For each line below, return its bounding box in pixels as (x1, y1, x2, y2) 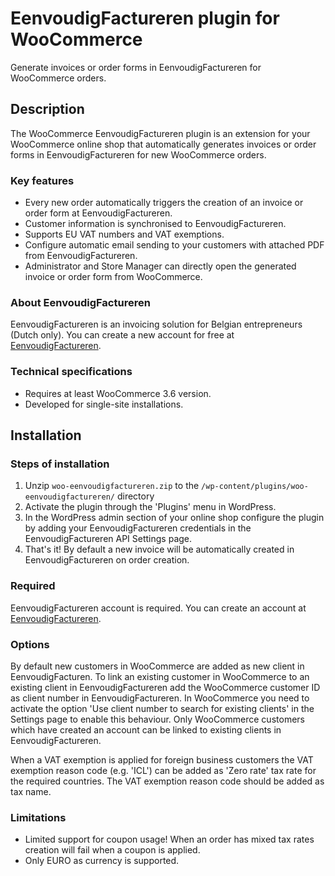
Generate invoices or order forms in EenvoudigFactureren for (10, 61, 262, 73)
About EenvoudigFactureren (10, 295, 151, 309)
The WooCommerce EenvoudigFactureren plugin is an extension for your (10, 127, 311, 139)
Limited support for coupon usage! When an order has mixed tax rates (24, 833, 315, 846)
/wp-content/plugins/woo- (201, 482, 309, 492)
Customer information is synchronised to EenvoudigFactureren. (24, 218, 287, 230)
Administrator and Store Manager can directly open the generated (24, 260, 297, 272)
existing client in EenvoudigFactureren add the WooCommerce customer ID (10, 681, 321, 693)
